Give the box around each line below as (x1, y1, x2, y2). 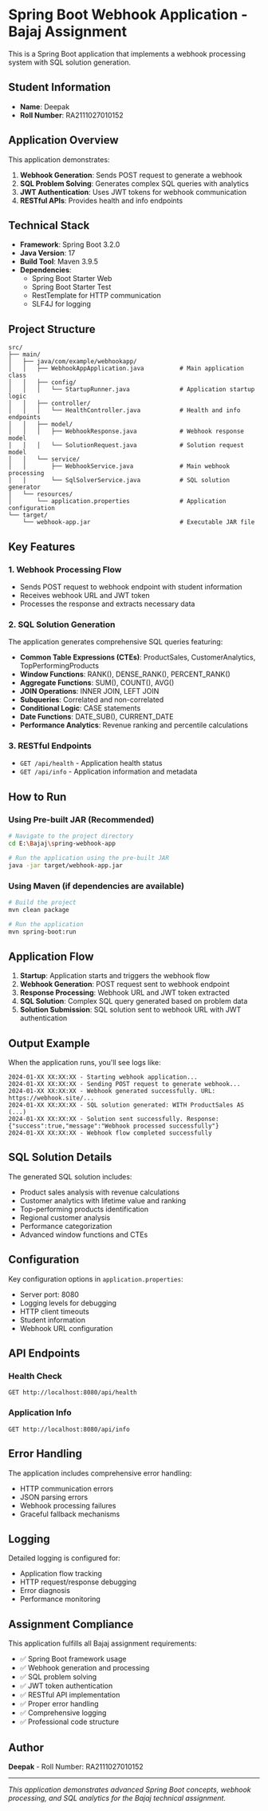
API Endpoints (8, 1347, 81, 1361)
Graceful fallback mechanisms (19, 1509, 120, 1519)
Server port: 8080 (19, 1290, 80, 1299)
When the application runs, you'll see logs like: (8, 1058, 161, 1068)
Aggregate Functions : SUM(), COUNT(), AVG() (19, 678, 175, 688)
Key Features (8, 540, 76, 553)
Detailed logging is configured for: (8, 1553, 121, 1563)
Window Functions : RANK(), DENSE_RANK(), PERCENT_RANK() (19, 669, 231, 680)
